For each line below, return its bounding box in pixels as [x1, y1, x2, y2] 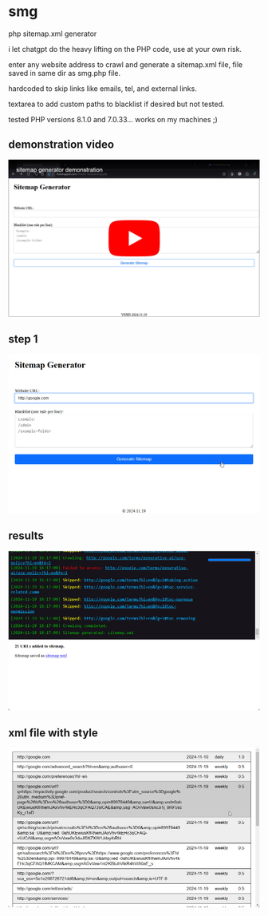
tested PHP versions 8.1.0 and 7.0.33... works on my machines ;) [8, 114, 218, 124]
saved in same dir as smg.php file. [8, 68, 121, 77]
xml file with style [8, 726, 98, 740]
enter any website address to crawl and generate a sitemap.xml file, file [8, 59, 243, 69]
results [8, 529, 44, 543]
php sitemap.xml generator [8, 29, 97, 38]
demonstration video [8, 138, 114, 152]
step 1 [8, 332, 38, 346]
